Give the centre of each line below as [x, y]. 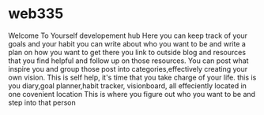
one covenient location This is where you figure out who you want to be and [132, 94]
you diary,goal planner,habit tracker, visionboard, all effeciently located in [128, 85]
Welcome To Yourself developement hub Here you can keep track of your [128, 35]
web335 [36, 14]
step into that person [42, 102]
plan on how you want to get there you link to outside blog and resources [127, 52]
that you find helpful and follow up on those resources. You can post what [128, 61]
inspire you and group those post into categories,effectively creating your [128, 69]
